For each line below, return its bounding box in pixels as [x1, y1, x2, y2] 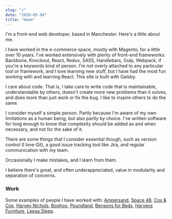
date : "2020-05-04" [5, 12, 47, 17]
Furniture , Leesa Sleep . [5, 208, 55, 214]
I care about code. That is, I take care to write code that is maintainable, [5, 84, 157, 90]
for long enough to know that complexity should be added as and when [5, 121, 157, 127]
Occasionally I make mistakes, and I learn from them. [5, 157, 118, 163]
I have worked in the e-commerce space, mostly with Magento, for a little [5, 47, 160, 53]
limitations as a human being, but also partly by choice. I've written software [5, 115, 167, 122]
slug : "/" [5, 7, 27, 13]
